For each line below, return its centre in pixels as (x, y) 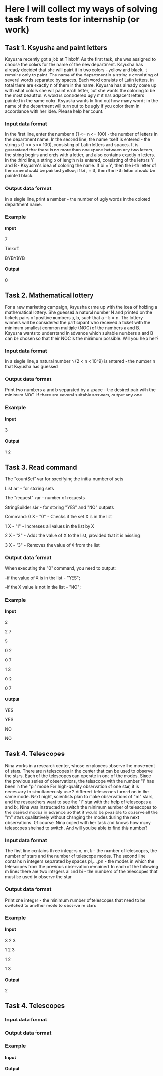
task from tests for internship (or (72, 19)
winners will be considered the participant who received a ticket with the (78, 322)
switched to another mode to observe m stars (51, 905)
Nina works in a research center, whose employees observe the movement (80, 765)
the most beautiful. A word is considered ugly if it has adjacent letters (75, 95)
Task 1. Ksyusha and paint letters (56, 47)
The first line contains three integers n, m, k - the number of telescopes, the (81, 851)
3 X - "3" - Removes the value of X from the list (52, 545)
